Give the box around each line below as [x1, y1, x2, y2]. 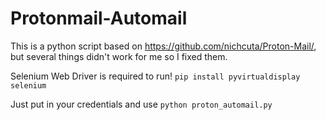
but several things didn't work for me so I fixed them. [10, 50, 228, 62]
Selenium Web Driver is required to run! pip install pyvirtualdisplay [10, 70, 301, 82]
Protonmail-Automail [10, 7, 188, 30]
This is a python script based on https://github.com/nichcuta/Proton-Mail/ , [10, 40, 317, 52]
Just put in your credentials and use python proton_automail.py [10, 98, 273, 110]
